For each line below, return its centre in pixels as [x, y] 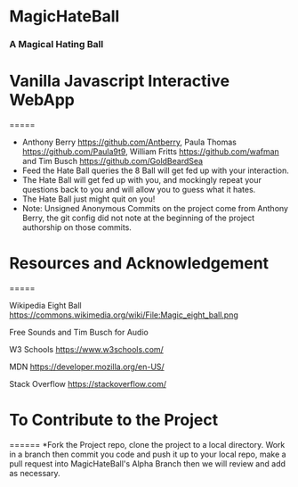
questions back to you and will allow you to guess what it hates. [139, 190]
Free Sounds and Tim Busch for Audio [79, 332]
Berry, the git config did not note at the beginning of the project [138, 218]
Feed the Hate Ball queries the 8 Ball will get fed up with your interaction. [155, 170]
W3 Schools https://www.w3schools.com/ [87, 349]
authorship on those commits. [77, 227]
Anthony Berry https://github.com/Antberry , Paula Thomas [129, 142]
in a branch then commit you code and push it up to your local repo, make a [148, 454]
